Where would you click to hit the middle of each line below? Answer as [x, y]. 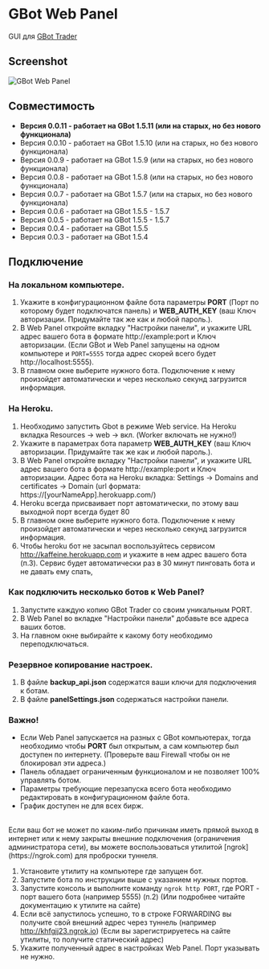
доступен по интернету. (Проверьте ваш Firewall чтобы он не [125, 755]
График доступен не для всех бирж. [82, 806]
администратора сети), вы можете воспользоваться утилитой [115, 847]
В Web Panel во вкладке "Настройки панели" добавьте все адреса [134, 618]
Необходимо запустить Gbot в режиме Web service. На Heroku [128, 426]
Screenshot [38, 62]
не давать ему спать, [57, 571]
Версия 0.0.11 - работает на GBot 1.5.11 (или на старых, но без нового [140, 125]
